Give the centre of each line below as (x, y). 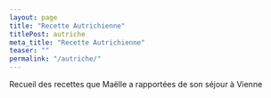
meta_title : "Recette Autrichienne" (77, 42)
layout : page (33, 17)
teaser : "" (29, 51)
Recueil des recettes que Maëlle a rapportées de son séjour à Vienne (136, 84)
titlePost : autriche (48, 34)
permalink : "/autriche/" (55, 59)
